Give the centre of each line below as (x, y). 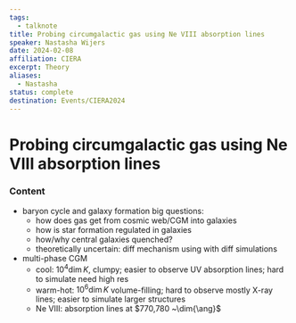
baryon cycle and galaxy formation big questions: (113, 211)
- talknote (37, 26)
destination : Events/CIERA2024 (67, 100)
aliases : (25, 76)
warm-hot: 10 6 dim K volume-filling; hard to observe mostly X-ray (154, 289)
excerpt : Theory (39, 68)
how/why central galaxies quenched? (104, 239)
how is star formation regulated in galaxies (113, 229)
